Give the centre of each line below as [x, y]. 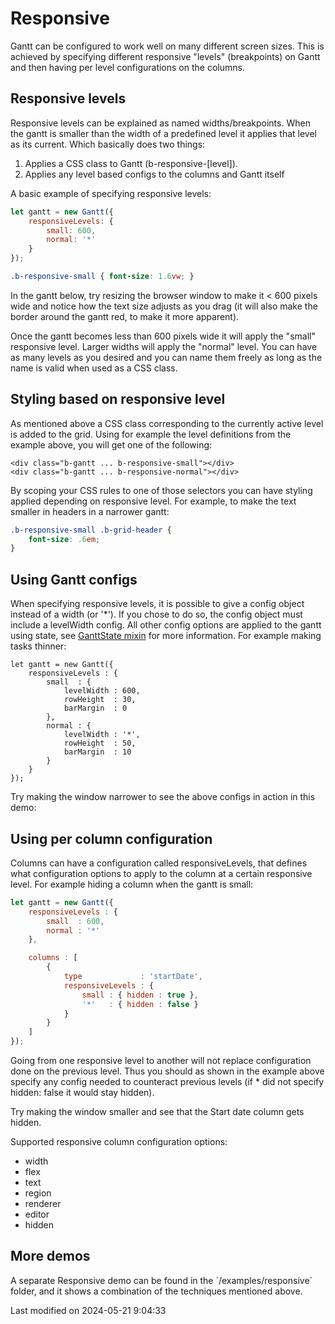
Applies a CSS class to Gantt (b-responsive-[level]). [131, 163]
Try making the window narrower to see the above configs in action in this [163, 797]
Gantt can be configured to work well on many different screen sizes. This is [167, 46]
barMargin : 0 [95, 708]
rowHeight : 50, [100, 743]
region [38, 1193]
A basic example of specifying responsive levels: [111, 193]
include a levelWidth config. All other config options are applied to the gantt [166, 625]
